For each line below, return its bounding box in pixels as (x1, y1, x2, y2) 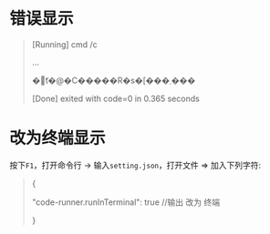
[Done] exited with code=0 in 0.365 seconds (31, 93, 201, 104)
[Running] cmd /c (31, 38, 98, 50)
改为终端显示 (9, 128, 107, 148)
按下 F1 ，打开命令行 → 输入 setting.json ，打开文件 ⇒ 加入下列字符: (9, 159, 262, 170)
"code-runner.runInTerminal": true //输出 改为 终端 (31, 197, 221, 208)
